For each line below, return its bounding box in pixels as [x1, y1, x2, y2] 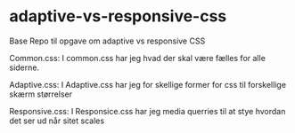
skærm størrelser [9, 89, 73, 99]
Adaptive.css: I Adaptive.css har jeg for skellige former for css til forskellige [9, 79, 287, 90]
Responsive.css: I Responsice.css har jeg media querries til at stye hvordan [9, 106, 286, 116]
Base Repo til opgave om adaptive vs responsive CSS [9, 35, 206, 46]
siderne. [9, 62, 40, 73]
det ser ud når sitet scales [9, 115, 105, 126]
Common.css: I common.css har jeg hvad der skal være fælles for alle [9, 52, 266, 63]
